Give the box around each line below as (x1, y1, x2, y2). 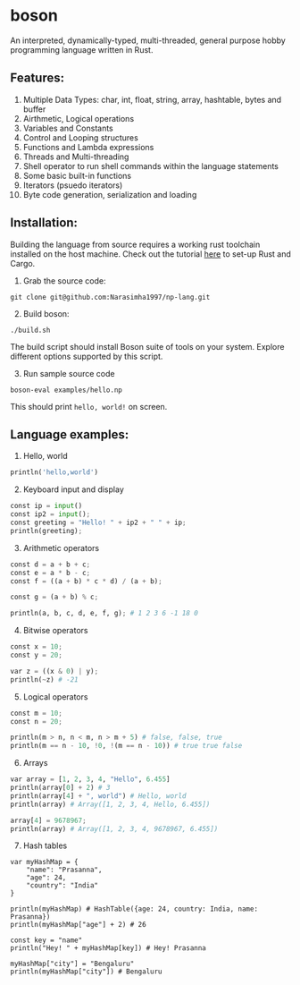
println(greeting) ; (10, 526, 83, 535)
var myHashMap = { (10, 858, 79, 867)
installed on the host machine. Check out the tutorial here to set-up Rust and (10, 248, 291, 259)
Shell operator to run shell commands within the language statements (22, 160, 279, 171)
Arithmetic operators (22, 542, 100, 553)
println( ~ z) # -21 (10, 675, 79, 684)
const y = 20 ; (10, 650, 63, 659)
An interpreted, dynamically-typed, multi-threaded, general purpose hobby (10, 35, 287, 46)
